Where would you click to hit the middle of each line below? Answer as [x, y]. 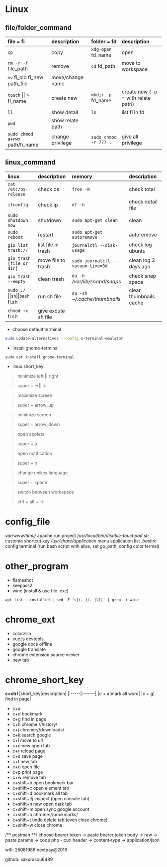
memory [82, 176]
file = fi [16, 42]
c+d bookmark [27, 714]
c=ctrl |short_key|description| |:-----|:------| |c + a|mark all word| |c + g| [80, 694]
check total [142, 189]
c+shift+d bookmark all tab [40, 793]
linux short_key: [28, 366]
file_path [18, 69]
